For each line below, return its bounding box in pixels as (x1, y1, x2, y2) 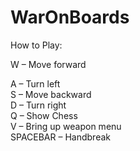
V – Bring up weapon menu (10, 120, 122, 132)
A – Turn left (10, 77, 61, 90)
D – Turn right (10, 99, 67, 111)
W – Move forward (10, 58, 87, 70)
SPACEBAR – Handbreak (10, 131, 111, 143)
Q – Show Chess (10, 109, 78, 121)
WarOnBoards (10, 6, 130, 29)
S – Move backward (10, 88, 92, 100)
